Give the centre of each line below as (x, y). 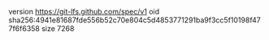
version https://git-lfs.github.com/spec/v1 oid (84, 12)
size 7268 (58, 28)
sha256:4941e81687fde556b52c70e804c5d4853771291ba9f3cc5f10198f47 (135, 20)
